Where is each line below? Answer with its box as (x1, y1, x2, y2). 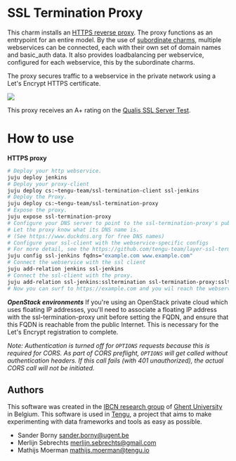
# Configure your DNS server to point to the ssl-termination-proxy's (7, 219, 218, 226)
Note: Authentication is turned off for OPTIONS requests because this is (7, 341, 210, 349)
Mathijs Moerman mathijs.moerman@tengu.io (17, 446, 150, 455)
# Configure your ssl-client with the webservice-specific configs (7, 239, 209, 247)
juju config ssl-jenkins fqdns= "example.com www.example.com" (7, 252, 193, 259)
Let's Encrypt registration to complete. (7, 327, 119, 336)
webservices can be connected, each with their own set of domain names (7, 43, 221, 51)
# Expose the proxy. (7, 207, 68, 214)
